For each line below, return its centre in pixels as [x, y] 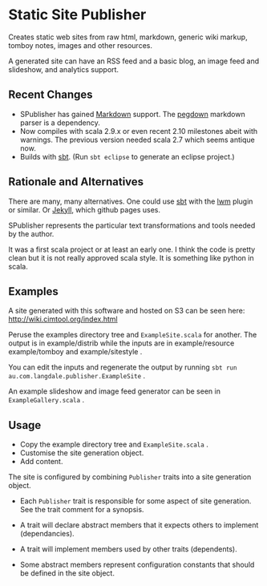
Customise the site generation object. [82, 453]
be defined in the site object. [67, 573]
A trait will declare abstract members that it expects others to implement [139, 525]
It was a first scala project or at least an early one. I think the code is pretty [132, 249]
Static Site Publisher [77, 15]
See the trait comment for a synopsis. [82, 510]
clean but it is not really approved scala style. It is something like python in [131, 257]
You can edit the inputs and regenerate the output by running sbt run [123, 367]
